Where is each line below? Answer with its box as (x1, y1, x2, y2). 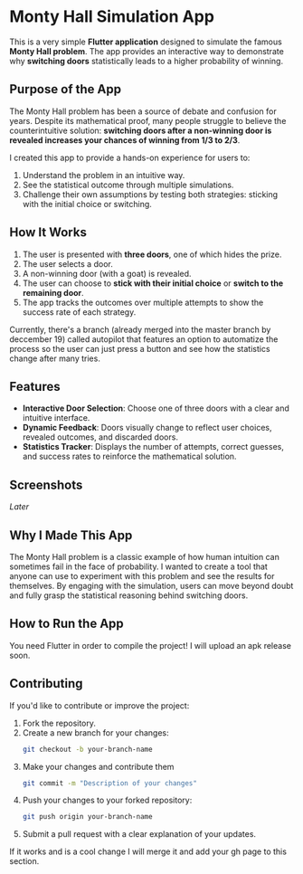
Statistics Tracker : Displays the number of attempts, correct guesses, (22, 442, 285, 452)
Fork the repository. (22, 717, 97, 728)
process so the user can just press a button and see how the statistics (9, 343, 270, 354)
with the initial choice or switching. (22, 198, 152, 209)
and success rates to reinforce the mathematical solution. (22, 451, 237, 462)
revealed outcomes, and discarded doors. (22, 432, 179, 442)
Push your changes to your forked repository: (22, 794, 193, 806)
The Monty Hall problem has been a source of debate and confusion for (9, 106, 278, 117)
